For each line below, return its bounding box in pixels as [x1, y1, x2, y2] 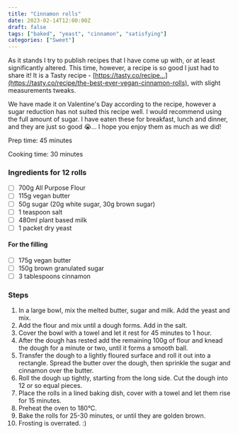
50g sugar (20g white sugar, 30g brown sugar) [18, 200, 155, 208]
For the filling [8, 240, 48, 249]
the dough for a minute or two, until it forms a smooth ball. [18, 344, 188, 353]
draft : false [8, 23, 47, 30]
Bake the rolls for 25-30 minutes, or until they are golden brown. [18, 411, 206, 420]
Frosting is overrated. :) [18, 419, 87, 428]
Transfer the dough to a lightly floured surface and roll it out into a [18, 351, 211, 360]
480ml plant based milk [18, 215, 87, 224]
